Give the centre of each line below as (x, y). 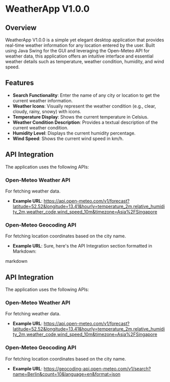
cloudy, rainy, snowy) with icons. (47, 111)
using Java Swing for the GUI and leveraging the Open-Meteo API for (77, 51)
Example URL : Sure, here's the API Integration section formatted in (82, 246)
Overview (21, 28)
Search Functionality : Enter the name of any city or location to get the (86, 95)
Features (20, 83)
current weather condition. (40, 127)
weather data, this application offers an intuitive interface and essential (79, 56)
